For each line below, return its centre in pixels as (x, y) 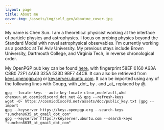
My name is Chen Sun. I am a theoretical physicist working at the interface (80, 33)
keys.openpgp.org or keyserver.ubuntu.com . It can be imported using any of (82, 78)
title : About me (22, 14)
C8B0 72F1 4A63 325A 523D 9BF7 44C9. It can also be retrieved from (76, 74)
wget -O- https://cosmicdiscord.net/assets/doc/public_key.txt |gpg (76, 102)
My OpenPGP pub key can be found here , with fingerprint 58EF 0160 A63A (81, 68)
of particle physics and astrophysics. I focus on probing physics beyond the (82, 38)
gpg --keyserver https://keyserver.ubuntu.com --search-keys (69, 119)
